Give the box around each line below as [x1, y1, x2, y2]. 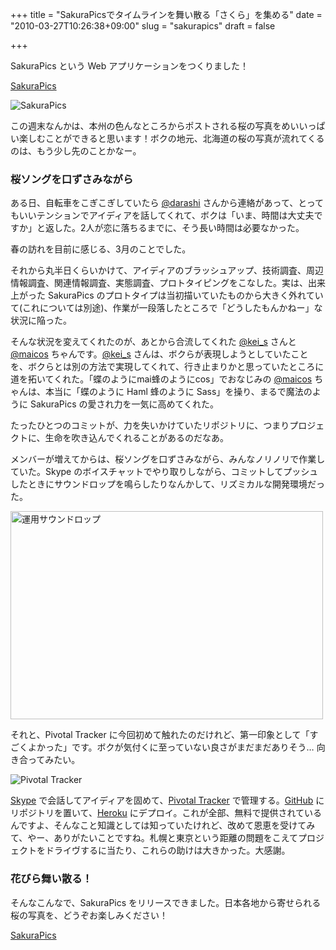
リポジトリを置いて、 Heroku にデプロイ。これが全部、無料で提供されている [10, 807, 323, 819]
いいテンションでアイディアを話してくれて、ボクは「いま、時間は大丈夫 [18, 209, 315, 222]
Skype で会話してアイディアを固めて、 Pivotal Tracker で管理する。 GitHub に [10, 794, 325, 807]
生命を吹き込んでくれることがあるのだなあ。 [44, 432, 229, 444]
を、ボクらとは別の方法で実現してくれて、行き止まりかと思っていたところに [10, 361, 325, 373]
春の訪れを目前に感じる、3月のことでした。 [10, 243, 192, 255]
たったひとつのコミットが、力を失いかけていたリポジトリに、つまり [10, 419, 290, 432]
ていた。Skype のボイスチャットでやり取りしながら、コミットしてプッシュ [10, 466, 319, 478]
